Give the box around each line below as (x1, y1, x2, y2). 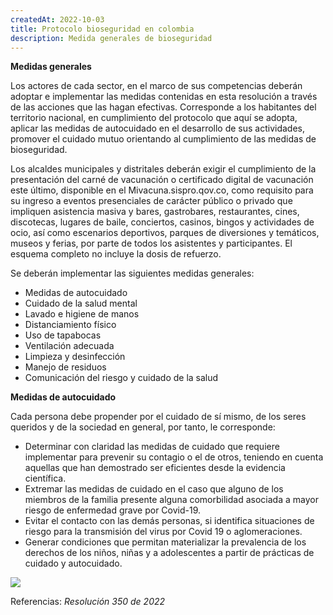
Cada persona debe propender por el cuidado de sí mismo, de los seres (10, 411, 307, 423)
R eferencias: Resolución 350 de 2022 (10, 596, 166, 608)
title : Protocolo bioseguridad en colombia (10, 24, 195, 34)
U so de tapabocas (24, 329, 102, 341)
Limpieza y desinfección (24, 351, 126, 363)
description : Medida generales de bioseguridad (10, 33, 213, 43)
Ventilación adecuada (24, 340, 115, 352)
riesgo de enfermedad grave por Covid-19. (24, 504, 202, 516)
